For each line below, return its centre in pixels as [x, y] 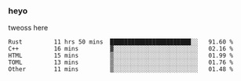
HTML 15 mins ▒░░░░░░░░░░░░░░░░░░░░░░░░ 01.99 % [121, 56]
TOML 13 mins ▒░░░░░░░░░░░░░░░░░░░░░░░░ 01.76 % [121, 63]
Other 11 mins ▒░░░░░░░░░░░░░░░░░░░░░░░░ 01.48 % [121, 69]
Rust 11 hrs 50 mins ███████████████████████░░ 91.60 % [121, 42]
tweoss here [28, 28]
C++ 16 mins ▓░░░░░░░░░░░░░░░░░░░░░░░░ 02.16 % [121, 49]
